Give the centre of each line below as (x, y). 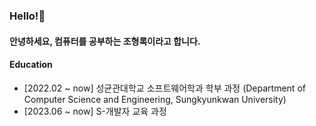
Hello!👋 (27, 16)
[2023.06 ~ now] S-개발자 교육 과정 (95, 111)
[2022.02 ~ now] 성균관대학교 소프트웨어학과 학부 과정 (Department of (164, 88)
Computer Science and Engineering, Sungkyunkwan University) (155, 99)
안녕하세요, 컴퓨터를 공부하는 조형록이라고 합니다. (105, 41)
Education (31, 65)
